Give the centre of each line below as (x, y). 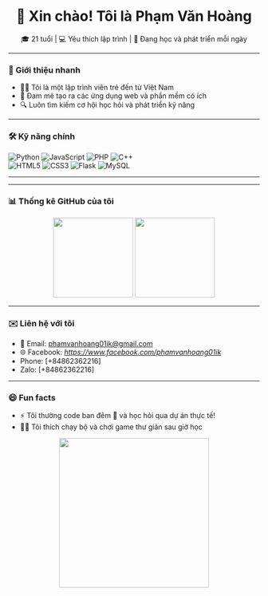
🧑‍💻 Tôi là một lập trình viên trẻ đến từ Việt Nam (97, 88)
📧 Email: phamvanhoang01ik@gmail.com (86, 344)
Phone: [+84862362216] (60, 361)
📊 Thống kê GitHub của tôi (61, 201)
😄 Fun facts (32, 398)
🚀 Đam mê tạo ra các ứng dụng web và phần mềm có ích (113, 96)
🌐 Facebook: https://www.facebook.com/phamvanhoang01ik (120, 352)
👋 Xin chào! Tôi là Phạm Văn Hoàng (134, 16)
